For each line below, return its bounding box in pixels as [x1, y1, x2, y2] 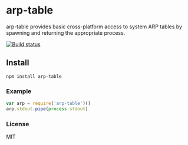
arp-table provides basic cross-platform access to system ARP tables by [6, 23, 183, 30]
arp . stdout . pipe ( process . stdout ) [6, 106, 88, 112]
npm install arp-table [6, 73, 62, 80]
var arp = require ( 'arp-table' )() [6, 101, 91, 107]
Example [6, 87, 32, 95]
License [6, 120, 29, 128]
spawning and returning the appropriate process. [6, 29, 126, 36]
